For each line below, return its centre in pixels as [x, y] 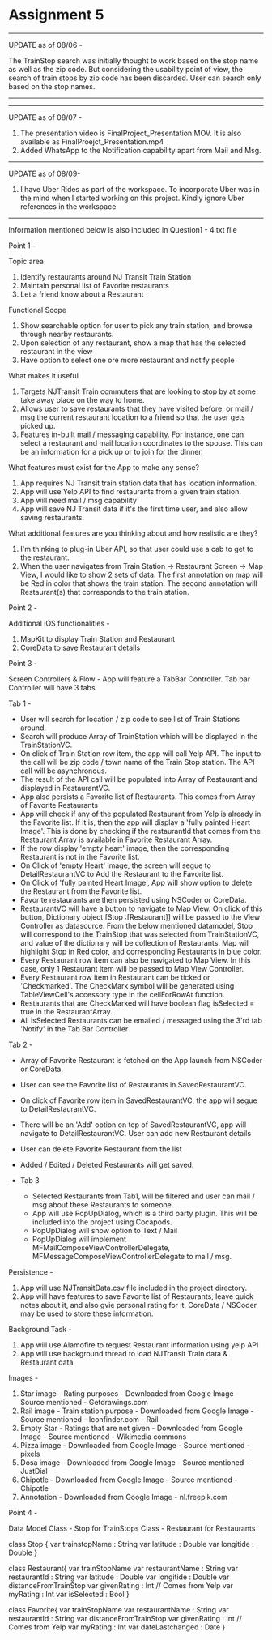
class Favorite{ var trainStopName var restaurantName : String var [119, 1609]
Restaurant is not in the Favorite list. [80, 856]
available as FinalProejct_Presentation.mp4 [92, 141]
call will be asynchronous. [64, 771]
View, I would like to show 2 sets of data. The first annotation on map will [141, 574]
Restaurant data [47, 1362]
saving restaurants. [52, 517]
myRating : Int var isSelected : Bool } [69, 1594]
